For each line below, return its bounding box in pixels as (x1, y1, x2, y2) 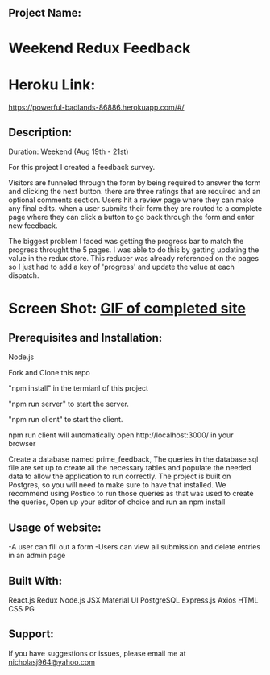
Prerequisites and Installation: (8, 330, 163, 345)
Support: (8, 627, 54, 641)
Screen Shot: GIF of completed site (8, 299, 246, 317)
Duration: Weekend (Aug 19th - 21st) (8, 147, 129, 156)
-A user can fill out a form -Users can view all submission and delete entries (8, 542, 260, 552)
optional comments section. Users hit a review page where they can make (8, 195, 254, 205)
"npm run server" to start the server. (8, 399, 129, 409)
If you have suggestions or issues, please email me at (8, 648, 187, 658)
